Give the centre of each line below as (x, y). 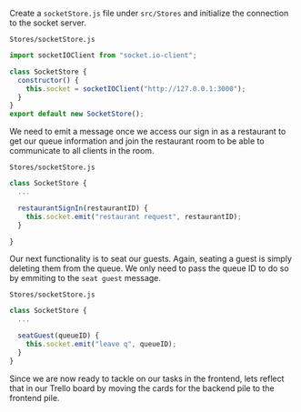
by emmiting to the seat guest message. (85, 278)
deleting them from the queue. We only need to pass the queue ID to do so (149, 268)
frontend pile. (35, 397)
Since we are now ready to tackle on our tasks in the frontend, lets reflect (147, 378)
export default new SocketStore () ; (77, 114)
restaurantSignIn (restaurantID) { (83, 208)
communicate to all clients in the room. (82, 151)
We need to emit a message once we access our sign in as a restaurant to (148, 132)
